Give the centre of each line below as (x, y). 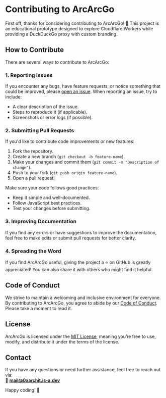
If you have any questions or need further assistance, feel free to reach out (83, 370)
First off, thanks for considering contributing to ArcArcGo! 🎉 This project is (82, 23)
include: (14, 97)
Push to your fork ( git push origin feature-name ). (65, 173)
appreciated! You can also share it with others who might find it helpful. (79, 269)
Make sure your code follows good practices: (52, 188)
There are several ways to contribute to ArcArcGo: (57, 62)
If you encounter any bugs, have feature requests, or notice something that (83, 86)
